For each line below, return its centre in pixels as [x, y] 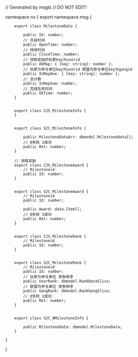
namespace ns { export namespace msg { [48, 17]
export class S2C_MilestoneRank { [50, 263]
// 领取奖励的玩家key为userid [52, 60]
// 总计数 [32, 79]
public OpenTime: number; [50, 45]
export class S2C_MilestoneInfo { [50, 128]
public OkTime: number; [48, 93]
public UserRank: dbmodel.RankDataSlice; [67, 281]
